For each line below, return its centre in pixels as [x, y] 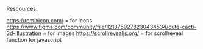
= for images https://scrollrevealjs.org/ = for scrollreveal [113, 33]
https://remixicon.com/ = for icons [49, 20]
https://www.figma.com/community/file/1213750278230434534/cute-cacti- [101, 27]
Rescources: [22, 9]
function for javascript [34, 40]
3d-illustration [24, 33]
